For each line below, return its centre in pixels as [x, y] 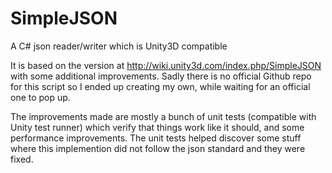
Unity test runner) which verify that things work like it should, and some [157, 127]
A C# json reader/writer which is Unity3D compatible [119, 46]
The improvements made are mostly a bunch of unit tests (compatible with [163, 116]
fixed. [22, 159]
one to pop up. [40, 97]
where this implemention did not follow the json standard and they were [158, 148]
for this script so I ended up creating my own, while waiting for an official [160, 86]
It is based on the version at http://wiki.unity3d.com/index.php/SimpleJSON [166, 65]
